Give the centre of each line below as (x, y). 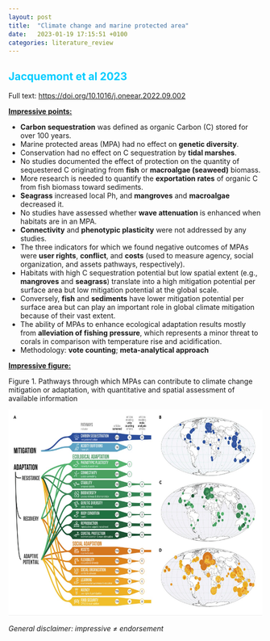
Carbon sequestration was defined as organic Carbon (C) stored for (134, 127)
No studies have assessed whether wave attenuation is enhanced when (140, 213)
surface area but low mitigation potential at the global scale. (119, 290)
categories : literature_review (61, 43)
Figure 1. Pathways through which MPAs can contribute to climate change (131, 381)
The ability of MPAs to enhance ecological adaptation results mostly (133, 325)
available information (43, 399)
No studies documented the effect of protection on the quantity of (130, 161)
